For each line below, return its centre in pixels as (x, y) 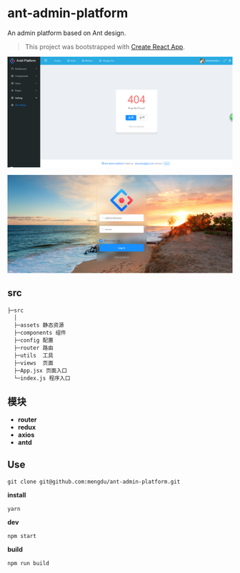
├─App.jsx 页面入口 (41, 370)
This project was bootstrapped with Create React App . (105, 46)
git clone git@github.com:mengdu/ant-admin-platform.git (94, 482)
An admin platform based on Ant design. (67, 33)
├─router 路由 (34, 348)
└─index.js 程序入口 (42, 378)
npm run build (29, 564)
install (17, 495)
